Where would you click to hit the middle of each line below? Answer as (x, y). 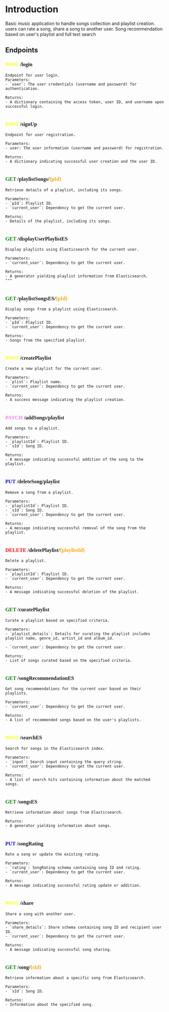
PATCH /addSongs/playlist (35, 418)
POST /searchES (24, 738)
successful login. (25, 106)
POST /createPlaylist (28, 358)
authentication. (22, 88)
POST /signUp (21, 124)
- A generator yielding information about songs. (59, 826)
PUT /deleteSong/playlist (32, 482)
